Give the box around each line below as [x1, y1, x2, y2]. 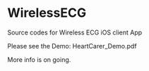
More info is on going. [7, 55, 71, 64]
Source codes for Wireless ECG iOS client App [7, 28, 143, 37]
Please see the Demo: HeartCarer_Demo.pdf [7, 41, 137, 50]
